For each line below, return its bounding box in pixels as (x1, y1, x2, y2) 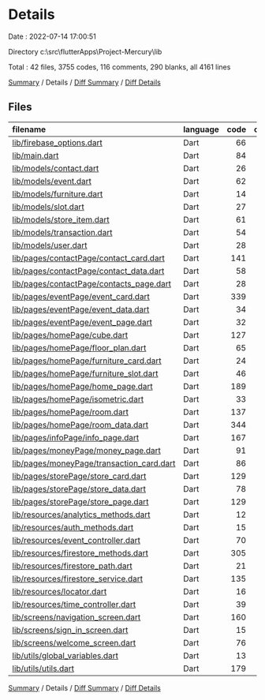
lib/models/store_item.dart (12, 214, 110, 225)
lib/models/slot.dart (12, 201, 84, 212)
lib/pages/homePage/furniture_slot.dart (12, 368, 159, 379)
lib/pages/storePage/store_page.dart (12, 496, 149, 507)
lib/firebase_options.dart (12, 137, 103, 148)
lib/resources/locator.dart (12, 586, 107, 597)
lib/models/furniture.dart (12, 188, 103, 199)
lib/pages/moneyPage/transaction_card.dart (12, 458, 176, 469)
